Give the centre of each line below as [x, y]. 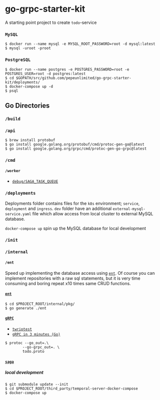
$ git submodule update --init [37, 384]
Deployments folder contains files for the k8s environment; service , [72, 203]
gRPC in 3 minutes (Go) [36, 335]
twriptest [22, 329]
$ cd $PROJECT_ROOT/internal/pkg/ [40, 304]
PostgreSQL [18, 60]
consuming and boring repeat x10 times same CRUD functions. [68, 283]
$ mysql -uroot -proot [28, 48]
